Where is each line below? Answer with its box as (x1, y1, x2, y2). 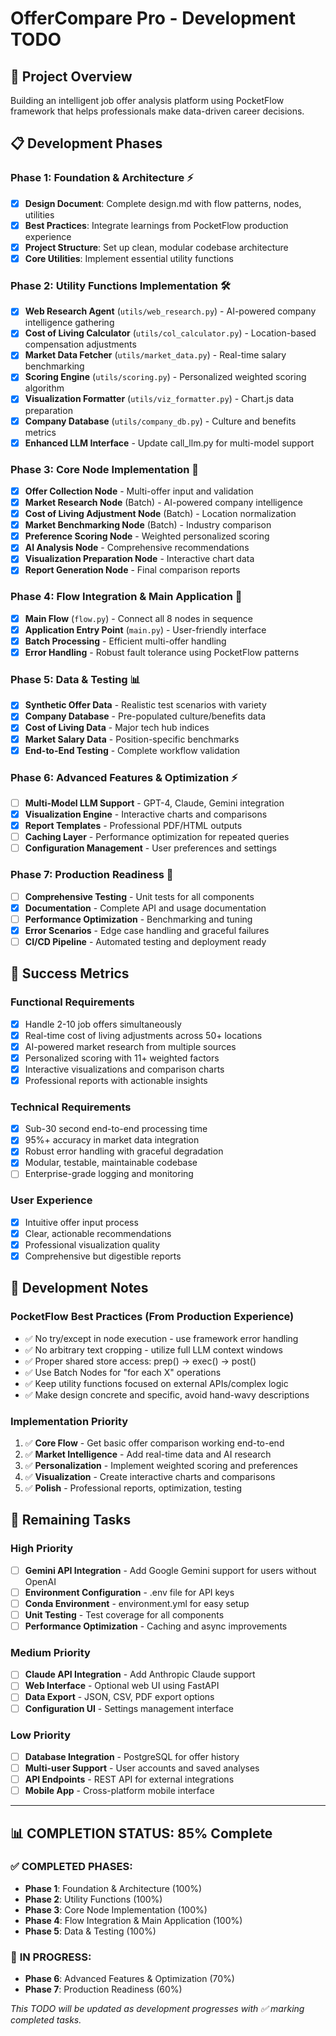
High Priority (10, 1542, 74, 1556)
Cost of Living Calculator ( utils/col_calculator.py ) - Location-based (24, 327, 317, 339)
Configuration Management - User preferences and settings (24, 842, 277, 854)
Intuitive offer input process (24, 1216, 139, 1228)
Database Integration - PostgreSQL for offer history (24, 1750, 240, 1762)
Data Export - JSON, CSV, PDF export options (24, 1691, 215, 1703)
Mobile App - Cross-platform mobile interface (24, 1785, 215, 1797)
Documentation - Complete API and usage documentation (24, 902, 267, 914)
